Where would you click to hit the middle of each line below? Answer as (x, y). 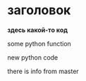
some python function (39, 43)
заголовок (39, 10)
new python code (33, 57)
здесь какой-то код (38, 30)
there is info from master (43, 71)
